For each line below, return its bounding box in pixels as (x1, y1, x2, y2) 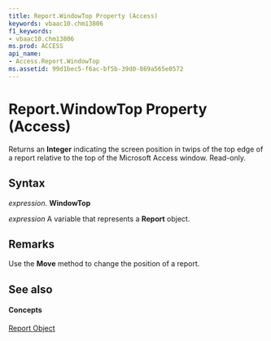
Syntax (8, 177, 46, 190)
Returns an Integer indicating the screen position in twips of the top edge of (8, 144, 264, 154)
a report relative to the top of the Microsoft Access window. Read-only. (8, 152, 247, 163)
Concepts (8, 305, 42, 315)
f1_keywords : (8, 27, 53, 35)
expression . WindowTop (8, 198, 91, 208)
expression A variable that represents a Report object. (8, 213, 190, 224)
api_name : (8, 50, 42, 58)
